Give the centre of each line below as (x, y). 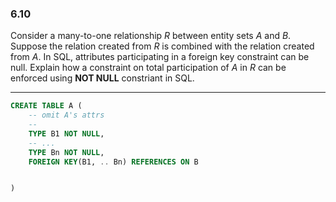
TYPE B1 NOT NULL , (66, 133)
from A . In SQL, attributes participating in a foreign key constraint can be (160, 57)
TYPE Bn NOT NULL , (66, 152)
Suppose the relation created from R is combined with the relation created (162, 46)
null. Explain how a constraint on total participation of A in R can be (148, 68)
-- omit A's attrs (66, 115)
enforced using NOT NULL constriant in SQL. (102, 78)
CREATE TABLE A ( (46, 106)
